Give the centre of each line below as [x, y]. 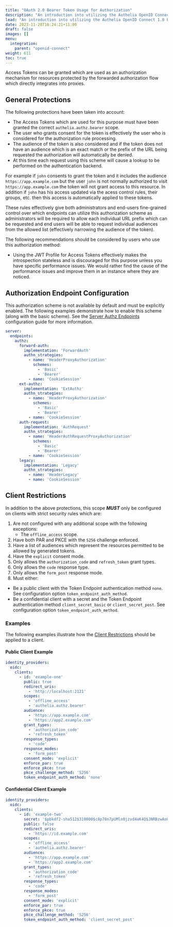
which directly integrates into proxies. [45, 83]
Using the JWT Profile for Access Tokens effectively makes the [80, 255]
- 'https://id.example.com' [58, 834]
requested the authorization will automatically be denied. [73, 155]
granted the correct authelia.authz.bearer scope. [66, 128]
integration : [24, 44]
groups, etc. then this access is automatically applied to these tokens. [79, 198]
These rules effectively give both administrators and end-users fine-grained [86, 208]
